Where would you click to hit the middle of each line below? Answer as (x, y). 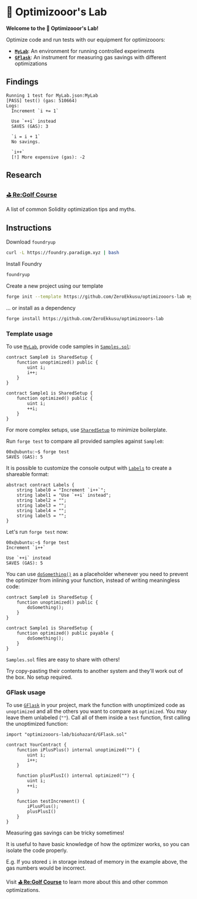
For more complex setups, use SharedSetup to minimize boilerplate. (87, 430)
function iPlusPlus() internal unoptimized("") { (79, 750)
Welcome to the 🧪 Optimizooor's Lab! (52, 28)
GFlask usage (26, 692)
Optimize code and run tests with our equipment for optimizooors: (86, 39)
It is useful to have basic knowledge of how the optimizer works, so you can (98, 844)
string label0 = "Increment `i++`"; (62, 490)
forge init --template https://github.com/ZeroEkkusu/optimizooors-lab (95, 297)
